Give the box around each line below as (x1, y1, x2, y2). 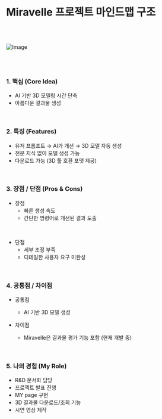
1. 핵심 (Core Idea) (6, 77, 58, 85)
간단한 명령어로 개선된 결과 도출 (23, 214, 97, 221)
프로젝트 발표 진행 (14, 384, 56, 391)
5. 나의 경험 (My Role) (6, 362, 67, 370)
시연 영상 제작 (14, 406, 47, 414)
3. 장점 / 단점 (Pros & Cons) (6, 185, 83, 193)
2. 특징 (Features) (6, 128, 57, 136)
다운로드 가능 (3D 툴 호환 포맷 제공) (14, 157, 97, 164)
